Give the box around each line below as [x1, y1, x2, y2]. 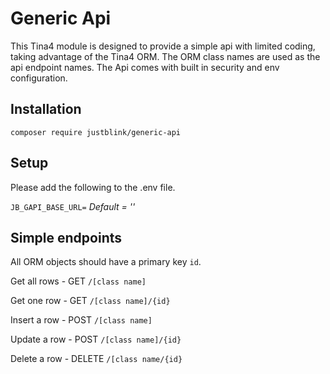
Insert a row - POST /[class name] [10, 314, 153, 326]
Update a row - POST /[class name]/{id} [10, 333, 182, 346]
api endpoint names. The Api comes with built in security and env [10, 61, 280, 73]
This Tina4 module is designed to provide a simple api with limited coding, [10, 40, 316, 52]
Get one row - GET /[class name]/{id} [10, 295, 171, 307]
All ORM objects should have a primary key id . [10, 256, 202, 268]
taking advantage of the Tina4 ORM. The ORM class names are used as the [10, 50, 321, 62]
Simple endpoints [10, 229, 123, 246]
